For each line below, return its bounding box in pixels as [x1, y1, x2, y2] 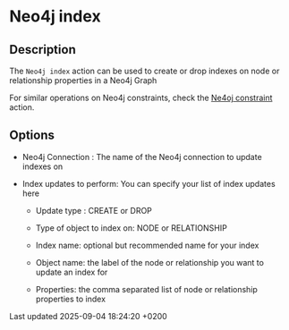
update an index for [35, 267, 108, 277]
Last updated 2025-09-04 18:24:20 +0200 [9, 310, 167, 321]
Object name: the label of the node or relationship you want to [35, 257, 264, 267]
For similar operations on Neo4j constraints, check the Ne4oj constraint [9, 92, 273, 103]
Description [9, 42, 76, 57]
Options [9, 128, 55, 143]
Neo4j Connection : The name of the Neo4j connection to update [21, 151, 262, 162]
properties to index [35, 293, 106, 304]
